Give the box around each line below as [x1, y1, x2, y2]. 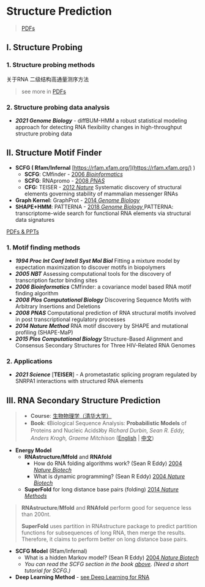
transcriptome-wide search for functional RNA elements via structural [15, 210, 191, 217]
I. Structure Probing [6, 42, 83, 53]
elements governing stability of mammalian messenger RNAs [24, 190, 179, 197]
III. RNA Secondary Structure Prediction [6, 395, 161, 406]
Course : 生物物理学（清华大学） [30, 412, 112, 420]
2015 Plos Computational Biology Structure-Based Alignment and [15, 335, 184, 343]
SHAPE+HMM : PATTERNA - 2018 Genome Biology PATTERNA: [15, 203, 174, 210]
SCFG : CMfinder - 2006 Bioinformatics [24, 170, 124, 178]
